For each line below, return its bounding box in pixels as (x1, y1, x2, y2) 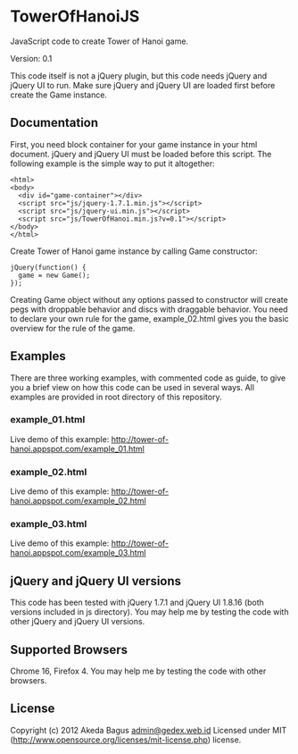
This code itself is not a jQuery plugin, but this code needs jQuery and (10, 70, 268, 81)
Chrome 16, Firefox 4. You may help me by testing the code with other (10, 666, 267, 676)
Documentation (10, 115, 99, 130)
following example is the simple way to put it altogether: (10, 158, 215, 169)
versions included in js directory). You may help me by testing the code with (10, 607, 289, 617)
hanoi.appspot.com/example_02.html (10, 496, 146, 507)
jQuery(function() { (10, 263, 87, 272)
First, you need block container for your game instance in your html (10, 138, 258, 149)
